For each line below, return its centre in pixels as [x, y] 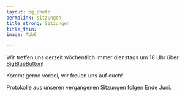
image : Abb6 [21, 35]
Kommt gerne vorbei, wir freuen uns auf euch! [65, 76]
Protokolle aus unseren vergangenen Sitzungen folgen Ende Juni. [89, 88]
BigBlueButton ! [25, 64]
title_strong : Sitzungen [38, 23]
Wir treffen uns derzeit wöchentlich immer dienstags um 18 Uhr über [92, 57]
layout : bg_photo [28, 12]
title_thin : [21, 29]
